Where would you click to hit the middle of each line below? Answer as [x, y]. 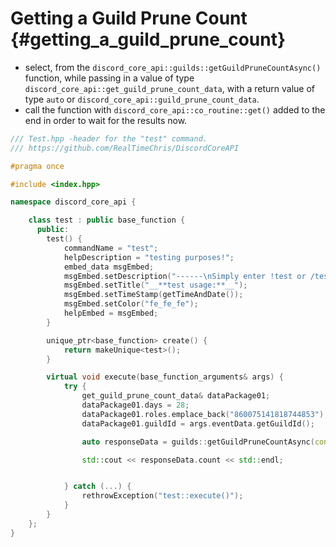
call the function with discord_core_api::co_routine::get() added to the [175, 109]
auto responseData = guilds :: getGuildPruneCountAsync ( [198, 442]
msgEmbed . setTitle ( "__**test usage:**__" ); [155, 285]
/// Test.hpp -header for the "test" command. [109, 138]
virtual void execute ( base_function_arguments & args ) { [165, 377]
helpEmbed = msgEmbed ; [111, 313]
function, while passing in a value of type [109, 78]
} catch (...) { [97, 487]
